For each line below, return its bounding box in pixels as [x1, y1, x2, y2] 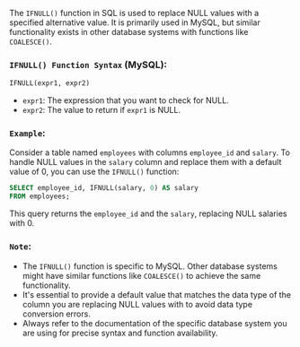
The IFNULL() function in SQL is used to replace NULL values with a [9, 8, 260, 18]
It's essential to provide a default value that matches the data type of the [22, 289, 292, 299]
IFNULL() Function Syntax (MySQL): [9, 58, 168, 71]
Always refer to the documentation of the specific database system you [22, 317, 287, 328]
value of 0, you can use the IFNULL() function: [9, 166, 180, 178]
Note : [9, 240, 31, 253]
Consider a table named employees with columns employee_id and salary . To [9, 147, 290, 158]
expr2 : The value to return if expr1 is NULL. [22, 105, 181, 116]
